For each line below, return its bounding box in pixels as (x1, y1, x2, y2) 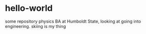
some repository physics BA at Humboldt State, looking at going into (5, 18, 141, 24)
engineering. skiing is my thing (5, 23, 66, 29)
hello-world (5, 3, 53, 14)
